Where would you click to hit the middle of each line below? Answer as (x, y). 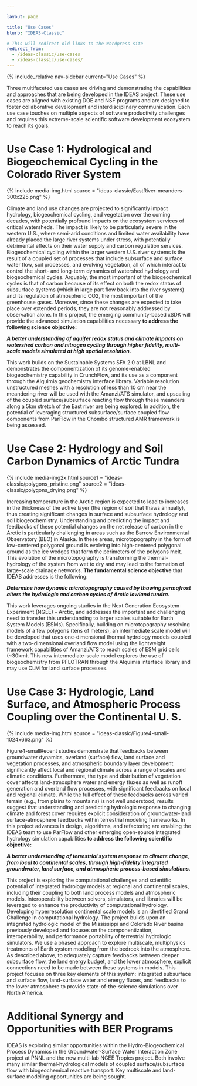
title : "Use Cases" (30, 27)
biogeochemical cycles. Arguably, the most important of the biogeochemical (99, 277)
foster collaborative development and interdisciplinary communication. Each (98, 107)
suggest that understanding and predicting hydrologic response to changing (99, 807)
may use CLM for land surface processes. (57, 668)
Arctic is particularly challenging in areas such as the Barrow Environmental (98, 533)
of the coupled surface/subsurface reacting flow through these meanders (96, 400)
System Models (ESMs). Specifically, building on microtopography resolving (98, 624)
